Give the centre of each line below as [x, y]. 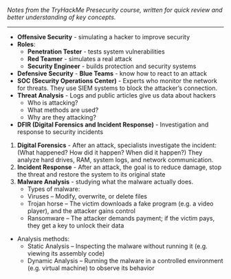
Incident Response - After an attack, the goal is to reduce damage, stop [119, 167]
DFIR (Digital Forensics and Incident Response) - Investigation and [113, 124]
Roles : [26, 44]
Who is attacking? [53, 103]
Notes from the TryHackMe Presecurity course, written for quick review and [115, 10]
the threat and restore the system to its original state [91, 174]
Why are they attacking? [62, 117]
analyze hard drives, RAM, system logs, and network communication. [115, 160]
